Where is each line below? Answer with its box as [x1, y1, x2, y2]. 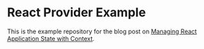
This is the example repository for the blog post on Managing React [7, 27, 197, 35]
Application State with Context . [7, 34, 94, 42]
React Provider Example [7, 5, 146, 20]
